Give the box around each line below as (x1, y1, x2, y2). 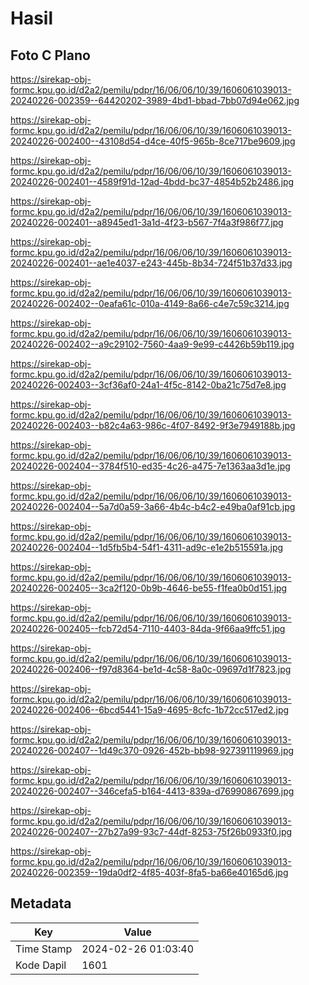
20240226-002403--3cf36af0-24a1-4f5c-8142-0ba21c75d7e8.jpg (10, 379, 287, 391)
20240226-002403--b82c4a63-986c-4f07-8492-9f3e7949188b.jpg (10, 420, 296, 431)
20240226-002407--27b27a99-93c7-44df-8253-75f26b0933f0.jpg (10, 826, 293, 837)
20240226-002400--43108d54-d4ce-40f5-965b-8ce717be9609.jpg (10, 135, 296, 147)
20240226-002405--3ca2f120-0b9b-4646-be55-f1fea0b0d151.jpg (10, 582, 288, 594)
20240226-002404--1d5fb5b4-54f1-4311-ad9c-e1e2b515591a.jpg (10, 542, 284, 553)
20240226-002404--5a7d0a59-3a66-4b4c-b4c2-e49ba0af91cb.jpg (10, 501, 296, 512)
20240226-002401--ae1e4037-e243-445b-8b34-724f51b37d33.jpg (10, 257, 293, 269)
